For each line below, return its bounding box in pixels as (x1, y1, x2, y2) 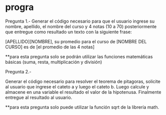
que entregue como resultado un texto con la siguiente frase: (5, 29, 132, 35)
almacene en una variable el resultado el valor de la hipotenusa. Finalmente (5, 89, 161, 95)
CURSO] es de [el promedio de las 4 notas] (5, 44, 95, 50)
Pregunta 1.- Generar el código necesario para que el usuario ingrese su (5, 18, 155, 24)
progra (5, 2, 34, 13)
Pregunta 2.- (5, 68, 32, 74)
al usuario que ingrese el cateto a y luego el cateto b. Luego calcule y (5, 83, 149, 89)
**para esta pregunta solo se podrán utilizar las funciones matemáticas (5, 53, 153, 59)
